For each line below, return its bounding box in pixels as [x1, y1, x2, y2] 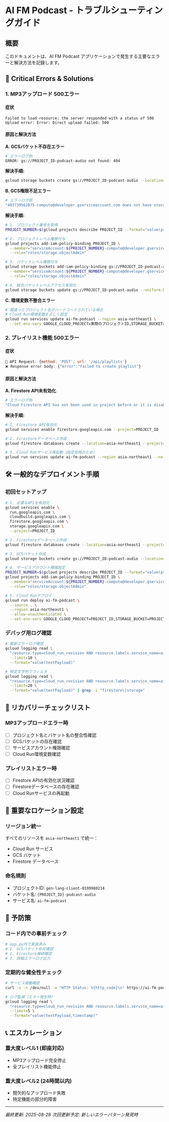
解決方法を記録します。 [14, 60, 62, 66]
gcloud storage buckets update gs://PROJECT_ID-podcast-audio [5, 287, 138, 292]
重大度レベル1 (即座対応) [5, 1045, 64, 1052]
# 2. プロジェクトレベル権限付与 [5, 236, 65, 241]
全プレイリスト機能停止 [12, 1063, 61, 1069]
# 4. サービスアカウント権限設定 [5, 565, 65, 570]
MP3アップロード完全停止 [12, 1057, 67, 1063]
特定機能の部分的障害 [12, 1096, 57, 1102]
